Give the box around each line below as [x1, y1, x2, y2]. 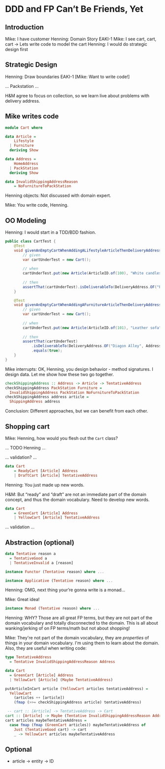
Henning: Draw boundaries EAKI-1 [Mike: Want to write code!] [5, 74, 130, 80]
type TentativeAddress [5, 655, 52, 660]
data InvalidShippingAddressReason [5, 179, 78, 184]
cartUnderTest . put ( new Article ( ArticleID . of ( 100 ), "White [23, 271, 144, 276]
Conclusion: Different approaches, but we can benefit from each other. [5, 408, 148, 414]
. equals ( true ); [31, 348, 63, 353]
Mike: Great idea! [5, 597, 40, 603]
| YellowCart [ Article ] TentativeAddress [14, 515, 100, 520]
